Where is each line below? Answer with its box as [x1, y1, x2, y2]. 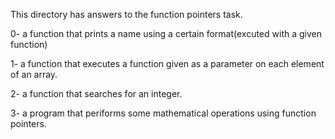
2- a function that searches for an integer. [10, 88, 183, 99]
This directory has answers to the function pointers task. [10, 9, 243, 20]
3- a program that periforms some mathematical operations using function [10, 107, 317, 119]
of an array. [10, 69, 58, 80]
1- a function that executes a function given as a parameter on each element [10, 58, 325, 69]
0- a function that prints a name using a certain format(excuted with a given [10, 28, 322, 39]
